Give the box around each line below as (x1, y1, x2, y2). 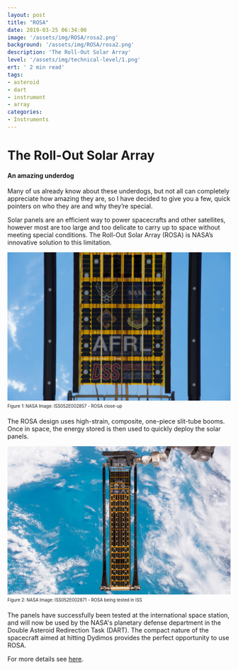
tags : (7, 71, 23, 78)
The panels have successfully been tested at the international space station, (7, 611, 230, 620)
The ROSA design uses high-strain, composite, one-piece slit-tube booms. (7, 417, 225, 426)
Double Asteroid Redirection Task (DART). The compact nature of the (7, 626, 209, 635)
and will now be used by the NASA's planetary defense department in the (7, 618, 222, 627)
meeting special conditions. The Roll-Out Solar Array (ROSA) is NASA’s (7, 231, 214, 239)
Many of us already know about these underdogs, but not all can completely (7, 187, 230, 195)
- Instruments (7, 116, 50, 123)
